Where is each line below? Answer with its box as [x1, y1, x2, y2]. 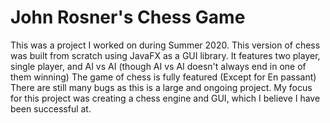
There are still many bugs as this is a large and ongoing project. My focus [10, 81, 313, 93]
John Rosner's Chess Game [10, 6, 246, 29]
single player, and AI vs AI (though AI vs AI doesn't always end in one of [10, 60, 307, 72]
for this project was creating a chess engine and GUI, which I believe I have [10, 92, 321, 104]
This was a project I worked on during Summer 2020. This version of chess [10, 39, 321, 51]
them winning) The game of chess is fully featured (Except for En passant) [10, 71, 317, 83]
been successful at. [10, 102, 92, 115]
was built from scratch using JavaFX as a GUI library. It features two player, [10, 49, 321, 61]
